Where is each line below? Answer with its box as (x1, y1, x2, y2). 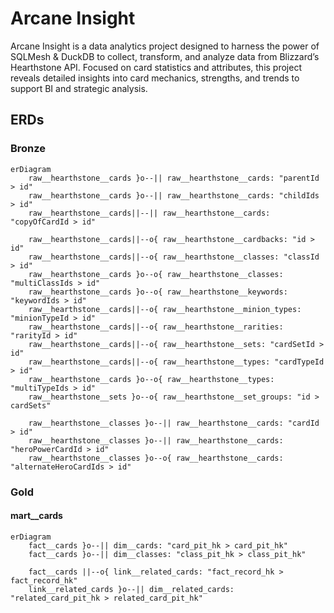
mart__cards (10, 510, 63, 522)
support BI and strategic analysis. (10, 82, 148, 94)
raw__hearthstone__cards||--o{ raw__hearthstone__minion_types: (28, 304, 302, 314)
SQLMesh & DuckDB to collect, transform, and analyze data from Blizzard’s (10, 50, 320, 62)
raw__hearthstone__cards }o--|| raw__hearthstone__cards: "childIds (28, 190, 320, 201)
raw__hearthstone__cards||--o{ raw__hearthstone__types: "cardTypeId (28, 357, 325, 367)
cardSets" (10, 400, 52, 411)
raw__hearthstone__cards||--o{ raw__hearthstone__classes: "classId (28, 252, 320, 262)
